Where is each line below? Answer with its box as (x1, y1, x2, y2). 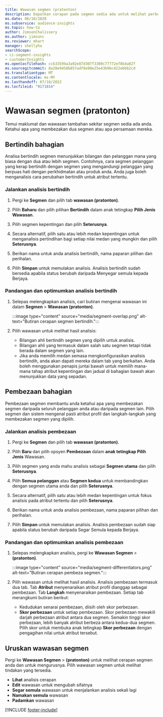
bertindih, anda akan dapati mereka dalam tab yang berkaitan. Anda (19, 358, 155, 364)
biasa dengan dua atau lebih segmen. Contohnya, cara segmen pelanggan (5, 159, 154, 165)
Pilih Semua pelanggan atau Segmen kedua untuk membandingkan (12, 478, 148, 483)
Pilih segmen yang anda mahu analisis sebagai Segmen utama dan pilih (12, 463, 156, 469)
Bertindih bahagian (5, 140, 64, 148)
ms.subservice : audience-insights (5, 20, 75, 26)
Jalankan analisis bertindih (5, 186, 70, 193)
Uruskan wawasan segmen (5, 644, 89, 652)
